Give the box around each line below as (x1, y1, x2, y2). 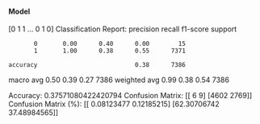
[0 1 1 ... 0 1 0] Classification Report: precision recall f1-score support (8, 24, 237, 34)
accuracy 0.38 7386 (8, 61, 186, 69)
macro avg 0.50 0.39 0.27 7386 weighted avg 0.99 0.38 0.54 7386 (8, 75, 230, 85)
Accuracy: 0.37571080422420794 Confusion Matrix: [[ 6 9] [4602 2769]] (8, 91, 253, 101)
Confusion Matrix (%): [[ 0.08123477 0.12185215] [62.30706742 (8, 99, 220, 109)
